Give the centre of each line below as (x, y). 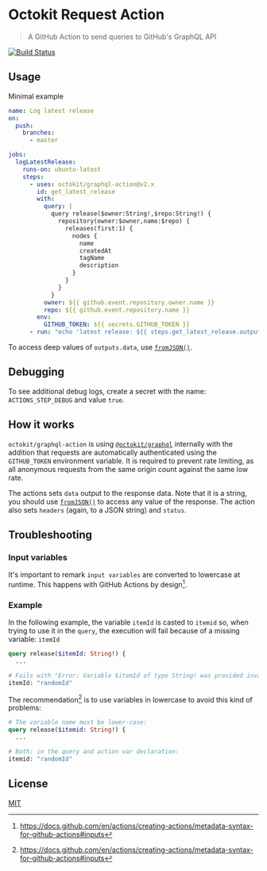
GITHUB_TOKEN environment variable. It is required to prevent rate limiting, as (131, 461)
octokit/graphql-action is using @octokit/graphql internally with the (120, 443)
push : (25, 126)
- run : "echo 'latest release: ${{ (88, 332)
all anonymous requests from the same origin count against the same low (128, 469)
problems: (25, 708)
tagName (92, 258)
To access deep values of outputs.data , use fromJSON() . (101, 347)
